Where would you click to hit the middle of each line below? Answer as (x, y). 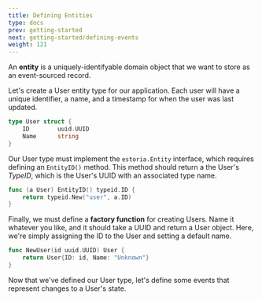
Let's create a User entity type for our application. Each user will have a (124, 90)
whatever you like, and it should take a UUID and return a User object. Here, (131, 228)
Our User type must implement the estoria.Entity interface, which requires (131, 159)
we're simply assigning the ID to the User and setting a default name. (120, 236)
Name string (51, 136)
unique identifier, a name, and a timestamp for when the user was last (121, 99)
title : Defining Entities (50, 15)
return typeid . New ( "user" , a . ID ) (77, 197)
